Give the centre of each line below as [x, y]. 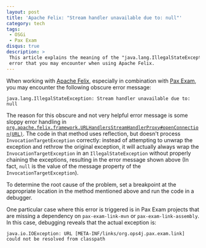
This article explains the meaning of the [64, 58]
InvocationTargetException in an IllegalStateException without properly [99, 153]
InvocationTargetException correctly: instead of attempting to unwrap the [100, 140]
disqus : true [23, 47]
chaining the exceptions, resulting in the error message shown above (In [97, 159]
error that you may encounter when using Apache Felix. [82, 63]
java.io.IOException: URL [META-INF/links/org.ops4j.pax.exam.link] [96, 233]
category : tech [26, 23]
